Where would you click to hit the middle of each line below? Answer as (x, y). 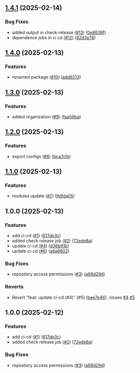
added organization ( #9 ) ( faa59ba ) (46, 117)
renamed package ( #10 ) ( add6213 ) (46, 77)
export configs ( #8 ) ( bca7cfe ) (41, 156)
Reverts (14, 287)
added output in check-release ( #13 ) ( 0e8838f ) (59, 32)
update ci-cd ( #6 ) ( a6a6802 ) (41, 251)
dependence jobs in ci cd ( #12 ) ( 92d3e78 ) (54, 37)
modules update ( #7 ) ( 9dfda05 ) (43, 196)
